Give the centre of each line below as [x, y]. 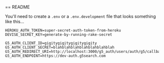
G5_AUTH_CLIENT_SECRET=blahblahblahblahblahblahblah [60, 47]
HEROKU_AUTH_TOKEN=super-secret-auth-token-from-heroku [63, 31]
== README [18, 7]
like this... [15, 22]
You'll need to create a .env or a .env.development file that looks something [81, 16]
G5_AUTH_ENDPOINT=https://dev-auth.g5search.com [55, 56]
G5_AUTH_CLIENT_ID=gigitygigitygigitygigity [51, 43]
